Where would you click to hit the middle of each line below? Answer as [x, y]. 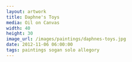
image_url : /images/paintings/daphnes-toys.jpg [66, 39]
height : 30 [20, 34]
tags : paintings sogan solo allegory [53, 50]
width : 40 [18, 28]
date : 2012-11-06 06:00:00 [40, 45]
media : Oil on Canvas [33, 22]
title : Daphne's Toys [33, 17]
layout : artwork [26, 12]
